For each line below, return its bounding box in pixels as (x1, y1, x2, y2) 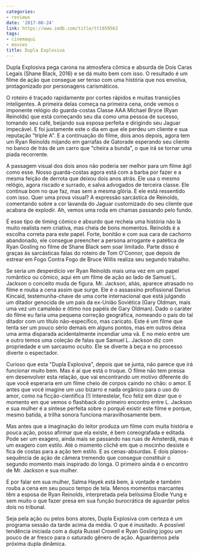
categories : (6, 8, 36, 15)
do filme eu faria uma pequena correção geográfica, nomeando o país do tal (6, 311, 193, 318)
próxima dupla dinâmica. (6, 540, 67, 547)
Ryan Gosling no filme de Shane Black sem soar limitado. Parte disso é (6, 243, 179, 250)
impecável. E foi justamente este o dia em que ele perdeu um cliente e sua (6, 125, 188, 132)
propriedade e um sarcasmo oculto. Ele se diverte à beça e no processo (6, 342, 183, 350)
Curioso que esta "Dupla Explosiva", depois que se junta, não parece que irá (6, 360, 193, 368)
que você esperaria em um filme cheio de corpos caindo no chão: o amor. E (6, 379, 192, 386)
